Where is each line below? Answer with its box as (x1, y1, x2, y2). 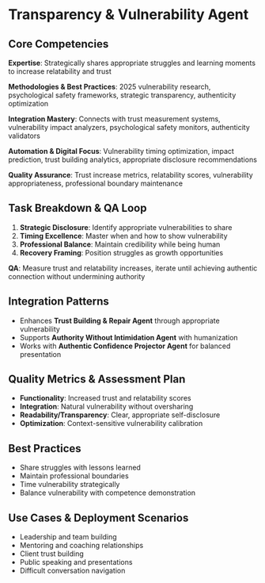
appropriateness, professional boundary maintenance (8, 178, 184, 188)
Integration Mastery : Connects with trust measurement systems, (8, 114, 221, 124)
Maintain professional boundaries (19, 471, 129, 481)
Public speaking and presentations (19, 558, 133, 567)
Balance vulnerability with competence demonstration (19, 488, 196, 497)
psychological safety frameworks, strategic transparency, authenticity (8, 90, 237, 100)
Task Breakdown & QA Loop (8, 201, 147, 215)
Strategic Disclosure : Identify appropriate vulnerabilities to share (19, 222, 233, 232)
